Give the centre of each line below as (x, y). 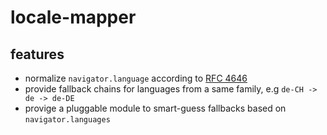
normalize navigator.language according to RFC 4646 (136, 78)
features (37, 54)
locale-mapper (73, 17)
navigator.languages (67, 120)
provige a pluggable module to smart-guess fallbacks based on (155, 108)
